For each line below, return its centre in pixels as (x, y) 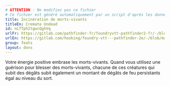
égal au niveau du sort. (29, 78)
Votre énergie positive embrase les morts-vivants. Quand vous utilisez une (83, 62)
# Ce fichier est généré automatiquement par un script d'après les (79, 15)
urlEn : (12, 38)
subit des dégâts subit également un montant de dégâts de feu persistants (83, 73)
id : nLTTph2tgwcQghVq (28, 29)
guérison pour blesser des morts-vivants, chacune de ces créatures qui (80, 67)
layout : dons (19, 48)
